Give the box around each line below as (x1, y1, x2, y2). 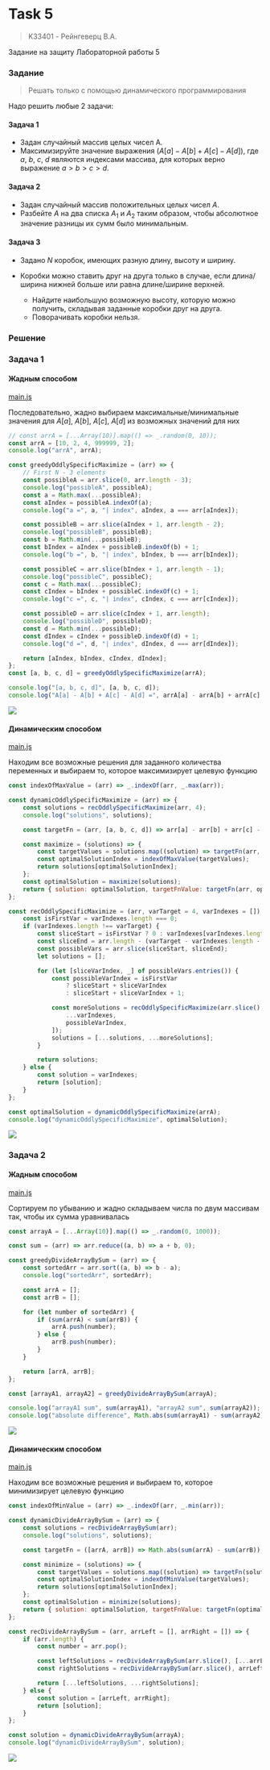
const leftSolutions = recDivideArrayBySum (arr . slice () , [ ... (37, 1657, 250, 1665)
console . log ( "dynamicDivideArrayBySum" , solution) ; (8, 1739, 185, 1747)
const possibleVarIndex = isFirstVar (51, 974, 178, 982)
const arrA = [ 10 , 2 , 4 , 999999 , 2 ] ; (8, 439, 135, 448)
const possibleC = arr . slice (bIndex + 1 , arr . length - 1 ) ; (22, 565, 225, 573)
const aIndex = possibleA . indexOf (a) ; (22, 498, 153, 506)
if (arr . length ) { (22, 1635, 84, 1643)
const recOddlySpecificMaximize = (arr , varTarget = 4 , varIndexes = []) (8, 907, 261, 915)
